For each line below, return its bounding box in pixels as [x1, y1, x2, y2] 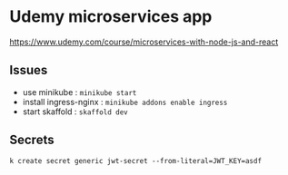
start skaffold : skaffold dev [22, 106, 129, 117]
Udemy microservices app [9, 6, 213, 27]
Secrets [9, 132, 55, 148]
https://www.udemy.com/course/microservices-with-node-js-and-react [9, 36, 279, 47]
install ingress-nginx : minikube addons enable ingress [22, 96, 228, 107]
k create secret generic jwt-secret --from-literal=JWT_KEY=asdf [9, 156, 262, 165]
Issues [9, 63, 48, 78]
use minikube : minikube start [22, 86, 137, 97]
